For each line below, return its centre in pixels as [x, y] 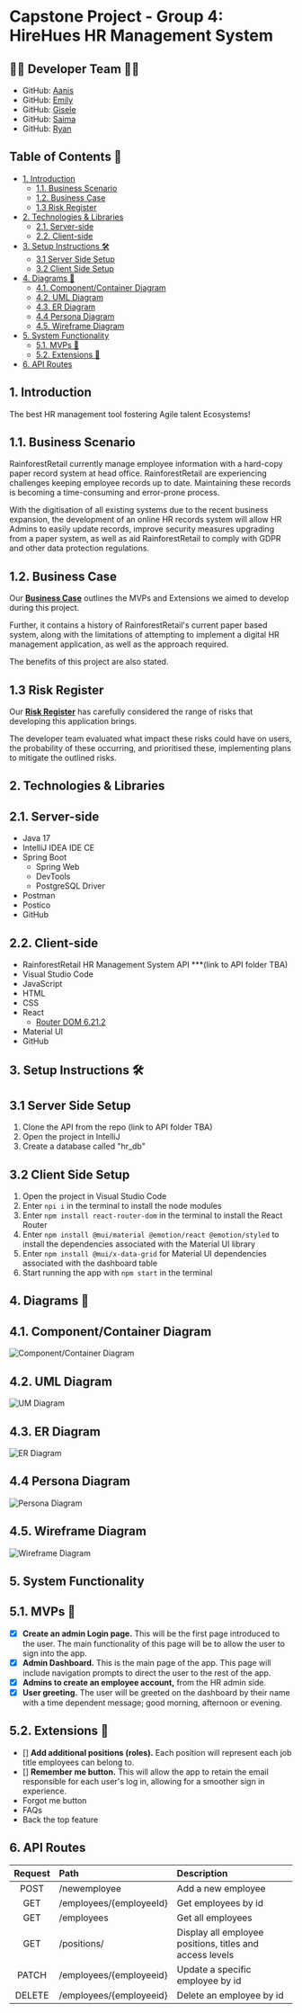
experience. [44, 1791]
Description [202, 1873]
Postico [36, 905]
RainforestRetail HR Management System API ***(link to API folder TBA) [155, 965]
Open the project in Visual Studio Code [94, 1196]
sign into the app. [54, 1653]
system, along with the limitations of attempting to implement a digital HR [145, 635]
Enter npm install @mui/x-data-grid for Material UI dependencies [144, 1254]
